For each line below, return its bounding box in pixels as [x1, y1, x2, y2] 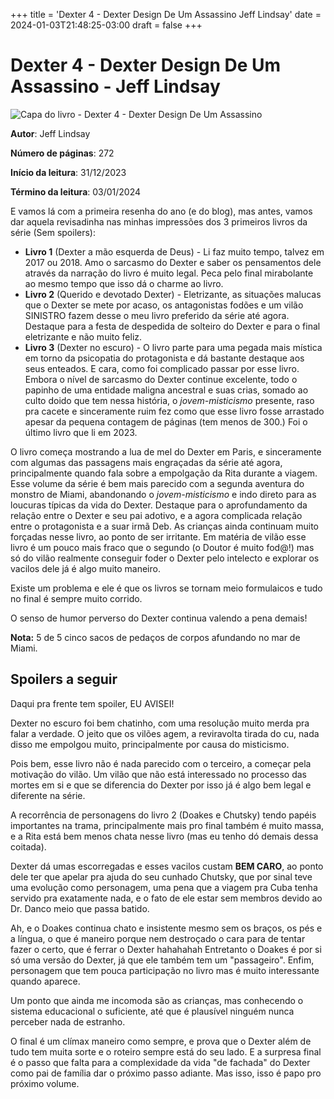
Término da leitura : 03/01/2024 [10, 185, 142, 198]
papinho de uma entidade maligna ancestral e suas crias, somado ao [24, 384, 309, 396]
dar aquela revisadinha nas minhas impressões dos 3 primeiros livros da [10, 215, 308, 228]
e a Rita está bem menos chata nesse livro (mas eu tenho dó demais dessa [10, 830, 319, 842]
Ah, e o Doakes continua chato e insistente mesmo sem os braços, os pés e [10, 922, 323, 934]
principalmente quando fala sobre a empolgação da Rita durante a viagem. [10, 467, 318, 479]
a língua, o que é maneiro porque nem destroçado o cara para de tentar [10, 932, 306, 944]
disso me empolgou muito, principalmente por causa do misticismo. [10, 738, 290, 750]
